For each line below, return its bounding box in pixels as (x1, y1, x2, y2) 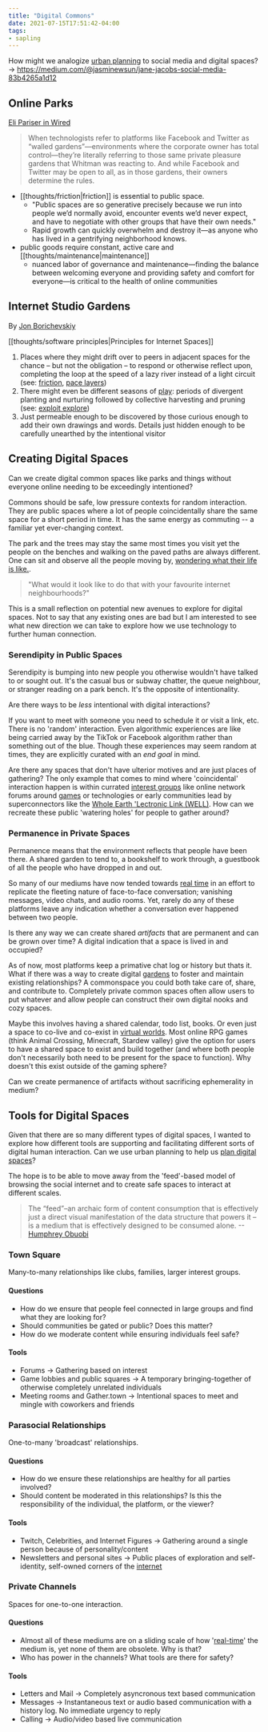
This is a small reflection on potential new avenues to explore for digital (8, 603, 242, 613)
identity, (19, 1561, 47, 1571)
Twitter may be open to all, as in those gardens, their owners (27, 168, 228, 177)
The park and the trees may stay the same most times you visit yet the (8, 538, 240, 548)
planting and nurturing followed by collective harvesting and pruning (19, 395, 246, 404)
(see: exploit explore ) (19, 403, 90, 413)
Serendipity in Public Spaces (8, 649, 122, 660)
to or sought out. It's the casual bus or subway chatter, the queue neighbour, (8, 675, 262, 686)
